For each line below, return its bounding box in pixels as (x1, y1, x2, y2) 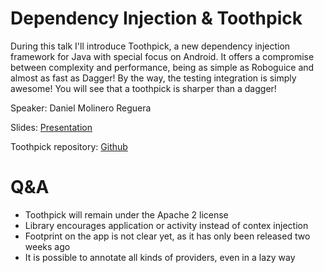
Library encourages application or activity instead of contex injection (24, 219, 309, 231)
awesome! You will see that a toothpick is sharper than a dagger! (10, 82, 277, 94)
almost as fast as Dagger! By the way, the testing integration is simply (10, 72, 297, 84)
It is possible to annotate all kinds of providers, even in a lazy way (24, 251, 296, 263)
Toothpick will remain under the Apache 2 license (24, 208, 229, 221)
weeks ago (24, 240, 71, 252)
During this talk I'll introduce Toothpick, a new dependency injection (10, 40, 291, 52)
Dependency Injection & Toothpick (10, 7, 303, 30)
